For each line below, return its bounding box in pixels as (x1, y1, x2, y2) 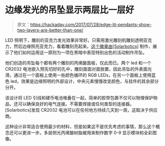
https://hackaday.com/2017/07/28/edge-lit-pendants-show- (30, 22, 152, 27)
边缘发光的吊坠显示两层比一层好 (5, 4, 135, 16)
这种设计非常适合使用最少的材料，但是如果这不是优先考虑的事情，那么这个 (5, 123, 156, 129)
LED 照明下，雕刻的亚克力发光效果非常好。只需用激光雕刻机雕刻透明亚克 (5, 37, 152, 43)
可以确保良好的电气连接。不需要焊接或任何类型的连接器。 (18, 101, 134, 107)
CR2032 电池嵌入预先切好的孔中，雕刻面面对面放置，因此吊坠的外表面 (5, 66, 148, 72)
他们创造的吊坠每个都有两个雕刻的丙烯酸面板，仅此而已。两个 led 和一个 (5, 60, 151, 66)
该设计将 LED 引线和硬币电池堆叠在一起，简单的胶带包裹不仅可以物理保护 (5, 95, 154, 100)
